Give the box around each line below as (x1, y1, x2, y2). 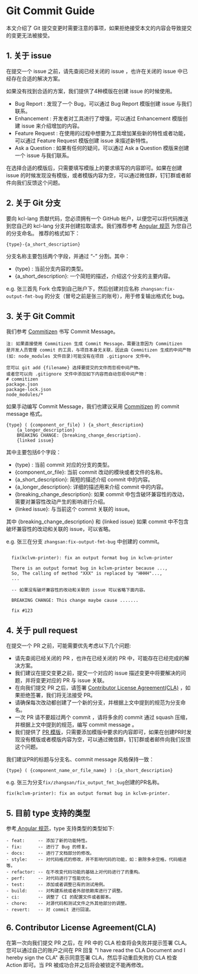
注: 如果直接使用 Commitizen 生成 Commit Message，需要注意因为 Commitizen (6, 341, 183, 347)
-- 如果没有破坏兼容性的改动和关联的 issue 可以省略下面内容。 (11, 587, 148, 593)
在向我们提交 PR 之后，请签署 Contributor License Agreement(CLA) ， (14, 684, 186, 692)
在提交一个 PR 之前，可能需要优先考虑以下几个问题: (6, 642, 131, 649)
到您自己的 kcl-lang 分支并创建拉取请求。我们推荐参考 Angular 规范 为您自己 (6, 222, 192, 229)
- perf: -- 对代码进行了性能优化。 (6, 875, 95, 881)
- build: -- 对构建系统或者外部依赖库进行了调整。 (6, 888, 125, 894)
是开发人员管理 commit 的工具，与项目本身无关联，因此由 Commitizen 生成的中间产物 (6, 347, 191, 353)
